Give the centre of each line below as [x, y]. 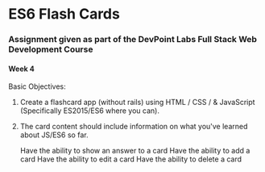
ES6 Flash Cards [64, 14]
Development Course [51, 49]
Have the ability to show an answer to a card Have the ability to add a [135, 151]
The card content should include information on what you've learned [134, 127]
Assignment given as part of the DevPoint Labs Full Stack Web [133, 40]
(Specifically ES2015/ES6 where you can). [89, 111]
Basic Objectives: [37, 86]
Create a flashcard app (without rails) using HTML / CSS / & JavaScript [137, 103]
